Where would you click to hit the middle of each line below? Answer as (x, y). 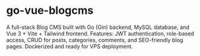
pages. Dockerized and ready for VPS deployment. (70, 46)
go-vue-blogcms (50, 11)
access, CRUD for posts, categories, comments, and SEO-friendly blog (95, 40)
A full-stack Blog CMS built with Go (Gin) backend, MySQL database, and (98, 27)
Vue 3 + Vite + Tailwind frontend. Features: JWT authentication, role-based (100, 33)
